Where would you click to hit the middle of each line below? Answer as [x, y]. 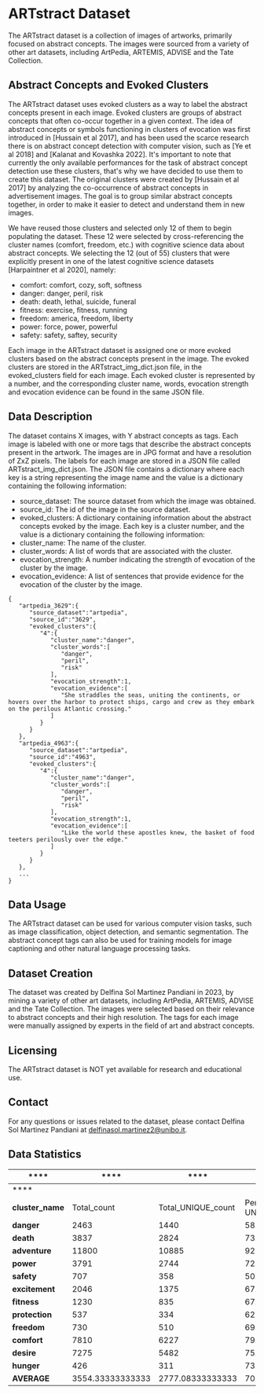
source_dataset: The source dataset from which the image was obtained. [137, 501]
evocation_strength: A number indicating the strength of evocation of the [137, 559]
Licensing [33, 1050]
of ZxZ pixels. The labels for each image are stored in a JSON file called [125, 460]
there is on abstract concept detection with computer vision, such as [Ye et [130, 145]
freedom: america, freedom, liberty [76, 318]
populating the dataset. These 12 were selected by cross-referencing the [126, 236]
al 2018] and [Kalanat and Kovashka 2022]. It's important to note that [120, 154]
